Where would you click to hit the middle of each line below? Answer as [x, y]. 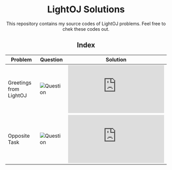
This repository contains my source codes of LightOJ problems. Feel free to [86, 24]
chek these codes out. [86, 29]
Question [51, 59]
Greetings [20, 82]
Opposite [19, 136]
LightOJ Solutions [86, 9]
